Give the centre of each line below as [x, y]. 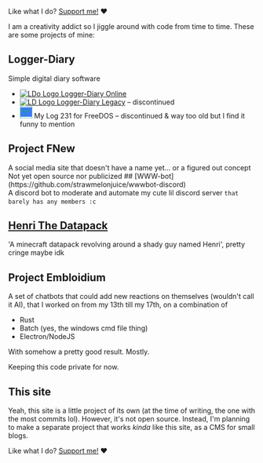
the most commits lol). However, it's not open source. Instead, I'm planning [129, 419]
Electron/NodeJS [47, 337]
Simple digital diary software [54, 78]
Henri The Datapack [58, 226]
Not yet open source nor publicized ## [71, 176]
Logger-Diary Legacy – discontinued [115, 102]
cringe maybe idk [36, 253]
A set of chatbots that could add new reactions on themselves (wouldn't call [131, 297]
